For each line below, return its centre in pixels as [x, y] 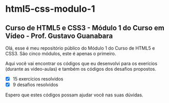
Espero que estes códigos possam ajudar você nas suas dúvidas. [74, 95]
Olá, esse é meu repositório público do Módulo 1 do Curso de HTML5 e [80, 48]
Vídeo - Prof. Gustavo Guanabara [59, 36]
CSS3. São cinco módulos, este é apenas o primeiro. [61, 54]
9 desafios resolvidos [35, 85]
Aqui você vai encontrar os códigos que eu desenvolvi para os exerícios [81, 64]
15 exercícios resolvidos [38, 79]
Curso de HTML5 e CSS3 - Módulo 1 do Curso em [85, 28]
